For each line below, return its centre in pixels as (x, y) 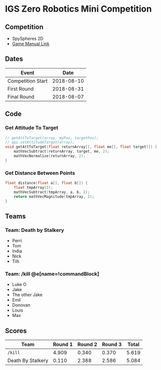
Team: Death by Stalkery (35, 230)
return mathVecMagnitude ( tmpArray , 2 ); (54, 196)
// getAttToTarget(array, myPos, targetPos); (52, 138)
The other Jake (27, 295)
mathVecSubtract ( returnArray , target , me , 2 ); (62, 152)
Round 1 (63, 345)
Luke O (19, 284)
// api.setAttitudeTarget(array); (40, 142)
